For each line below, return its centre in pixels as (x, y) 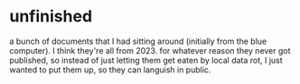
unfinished (51, 17)
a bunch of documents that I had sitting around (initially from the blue (138, 41)
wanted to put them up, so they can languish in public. (110, 70)
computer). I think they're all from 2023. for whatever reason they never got (150, 50)
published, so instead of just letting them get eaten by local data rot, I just (146, 60)
